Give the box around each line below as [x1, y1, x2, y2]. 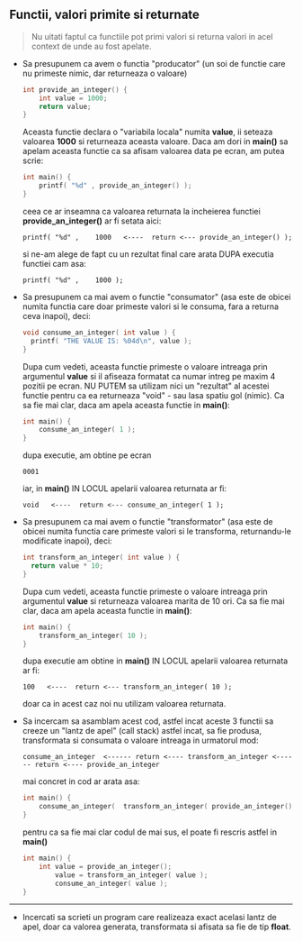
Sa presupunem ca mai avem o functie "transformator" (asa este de [22, 516, 273, 527]
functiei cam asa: [22, 258, 87, 269]
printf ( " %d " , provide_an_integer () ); [39, 181, 192, 190]
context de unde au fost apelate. [31, 41, 152, 51]
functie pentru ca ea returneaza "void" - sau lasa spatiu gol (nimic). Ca [22, 389, 285, 400]
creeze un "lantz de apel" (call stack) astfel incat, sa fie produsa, [22, 726, 262, 736]
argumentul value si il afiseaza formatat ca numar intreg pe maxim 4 [22, 370, 276, 381]
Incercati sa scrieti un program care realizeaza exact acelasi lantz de [22, 912, 277, 923]
